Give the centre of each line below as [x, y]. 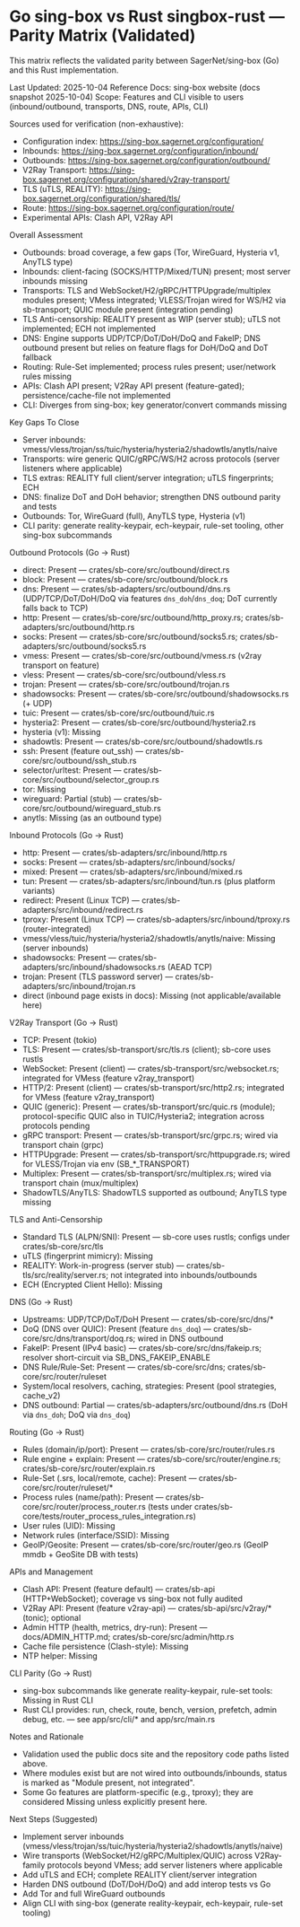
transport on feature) [61, 665]
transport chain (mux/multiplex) [80, 1183]
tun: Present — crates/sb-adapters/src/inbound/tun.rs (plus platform [149, 880]
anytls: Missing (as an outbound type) [92, 818]
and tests [39, 506]
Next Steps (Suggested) [54, 1818]
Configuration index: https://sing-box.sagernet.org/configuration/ [143, 141]
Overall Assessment [46, 234]
